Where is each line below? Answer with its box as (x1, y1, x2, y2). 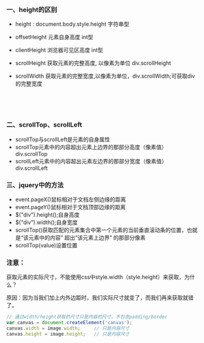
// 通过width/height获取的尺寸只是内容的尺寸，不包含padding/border (6, 314, 168, 320)
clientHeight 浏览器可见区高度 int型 (15, 46, 104, 54)
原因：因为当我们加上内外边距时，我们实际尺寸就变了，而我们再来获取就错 (6, 294, 194, 301)
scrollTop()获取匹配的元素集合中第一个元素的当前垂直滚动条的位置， (15, 226, 188, 234)
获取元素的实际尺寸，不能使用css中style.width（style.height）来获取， (6, 273, 185, 281)
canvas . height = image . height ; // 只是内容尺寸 (6, 331, 129, 337)
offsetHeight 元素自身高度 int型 (15, 34, 93, 41)
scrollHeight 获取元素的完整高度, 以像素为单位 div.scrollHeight (15, 59, 171, 67)
